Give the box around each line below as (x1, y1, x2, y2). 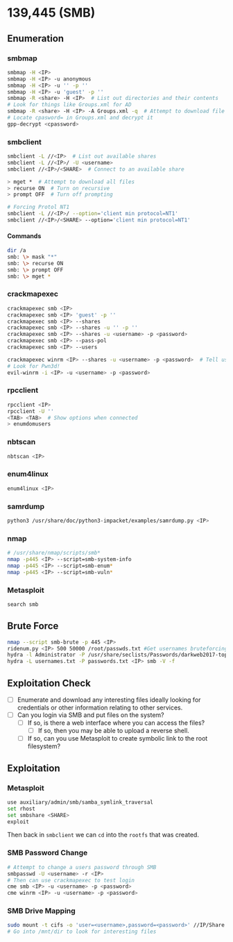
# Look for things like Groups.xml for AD (7, 101, 132, 108)
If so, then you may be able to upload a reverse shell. (37, 727, 189, 735)
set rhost (7, 805, 36, 812)
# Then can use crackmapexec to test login (7, 877, 135, 884)
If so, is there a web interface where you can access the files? (27, 718, 205, 727)
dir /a (7, 247, 26, 254)
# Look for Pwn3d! (7, 362, 60, 369)
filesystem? (27, 742, 61, 750)
